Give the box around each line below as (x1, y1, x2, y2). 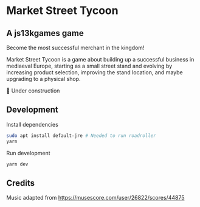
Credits (6, 178, 35, 188)
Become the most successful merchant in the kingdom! (6, 44, 145, 51)
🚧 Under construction (6, 87, 60, 94)
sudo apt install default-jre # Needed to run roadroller (6, 132, 156, 139)
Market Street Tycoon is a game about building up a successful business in (6, 56, 195, 63)
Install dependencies (6, 121, 59, 128)
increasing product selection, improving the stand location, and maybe (6, 69, 184, 76)
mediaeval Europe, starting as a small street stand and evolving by (6, 62, 173, 69)
